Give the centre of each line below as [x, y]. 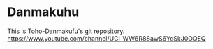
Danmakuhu [43, 12]
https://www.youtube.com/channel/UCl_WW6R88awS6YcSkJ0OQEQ [106, 38]
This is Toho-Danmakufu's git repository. [66, 31]
